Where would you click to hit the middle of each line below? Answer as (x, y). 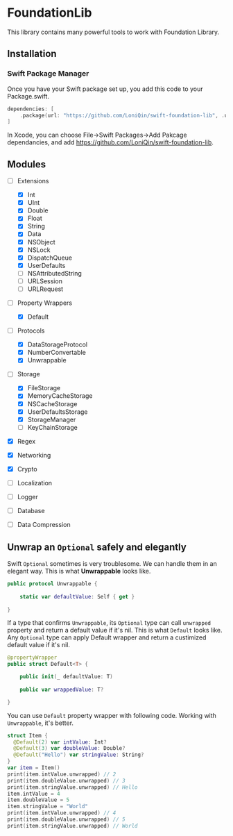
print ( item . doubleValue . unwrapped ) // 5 (67, 819)
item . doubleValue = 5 (38, 800)
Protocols (31, 331)
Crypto (27, 469)
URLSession (45, 281)
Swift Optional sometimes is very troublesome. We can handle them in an (112, 563)
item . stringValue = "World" (48, 807)
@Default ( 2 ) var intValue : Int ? (60, 742)
